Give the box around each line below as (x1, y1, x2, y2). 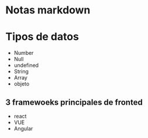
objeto (13, 80, 30, 87)
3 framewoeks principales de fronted (5, 97, 143, 107)
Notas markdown (5, 3, 91, 17)
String (13, 68, 29, 75)
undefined (13, 62, 39, 69)
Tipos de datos (5, 30, 79, 44)
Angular (13, 125, 33, 132)
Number (13, 49, 34, 56)
